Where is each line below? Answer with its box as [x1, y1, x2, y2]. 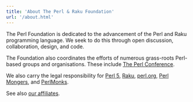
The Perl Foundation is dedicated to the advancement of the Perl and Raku [6, 30, 187, 37]
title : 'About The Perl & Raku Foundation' [6, 8, 115, 15]
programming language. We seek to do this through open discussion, [6, 37, 174, 44]
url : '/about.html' [6, 14, 54, 20]
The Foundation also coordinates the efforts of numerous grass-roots [6, 54, 175, 61]
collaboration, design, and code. [6, 42, 84, 50]
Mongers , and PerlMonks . [6, 78, 69, 85]
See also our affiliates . [6, 90, 60, 97]
